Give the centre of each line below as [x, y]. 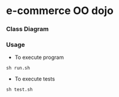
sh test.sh [19, 90]
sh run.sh [18, 68]
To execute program [39, 57]
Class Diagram [27, 29]
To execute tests [35, 79]
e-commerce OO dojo [60, 11]
